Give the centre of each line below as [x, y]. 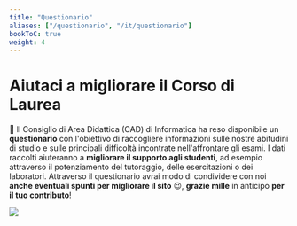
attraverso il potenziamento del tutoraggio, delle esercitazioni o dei [131, 167]
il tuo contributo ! [41, 195]
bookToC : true [35, 34]
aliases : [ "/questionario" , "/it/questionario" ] [101, 26]
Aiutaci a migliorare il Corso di [122, 86]
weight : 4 [27, 42]
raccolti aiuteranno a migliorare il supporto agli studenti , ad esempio [136, 158]
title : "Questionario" [51, 17]
